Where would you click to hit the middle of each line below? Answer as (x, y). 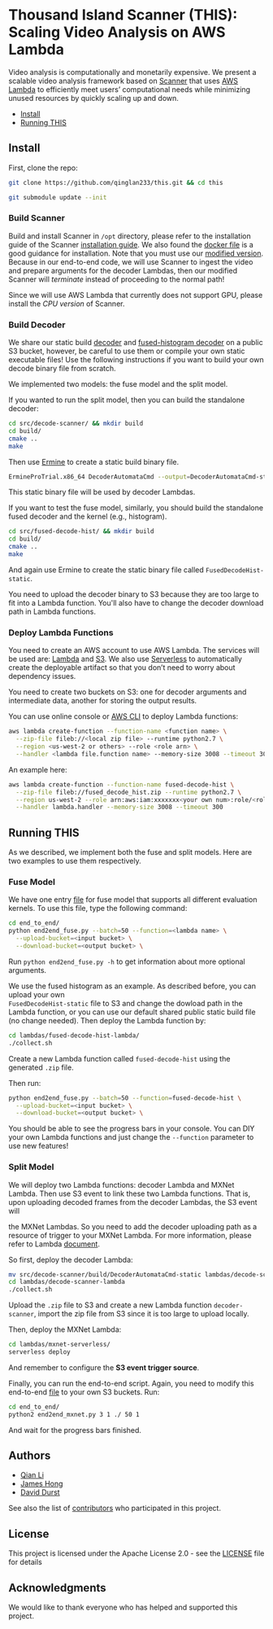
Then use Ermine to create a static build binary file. (94, 462)
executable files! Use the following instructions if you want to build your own (136, 360)
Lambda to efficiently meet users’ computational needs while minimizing (129, 89)
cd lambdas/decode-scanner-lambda (67, 1282)
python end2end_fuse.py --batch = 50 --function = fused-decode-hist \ (125, 1098)
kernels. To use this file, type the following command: (98, 909)
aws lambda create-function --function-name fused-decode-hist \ (121, 784)
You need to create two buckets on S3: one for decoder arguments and (128, 692)
